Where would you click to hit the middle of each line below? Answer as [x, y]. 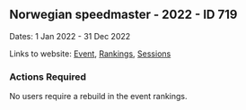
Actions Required [48, 77]
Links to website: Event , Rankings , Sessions [90, 54]
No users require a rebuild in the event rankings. [98, 97]
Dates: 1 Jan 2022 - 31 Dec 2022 [70, 36]
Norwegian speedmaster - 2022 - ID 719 [123, 15]
